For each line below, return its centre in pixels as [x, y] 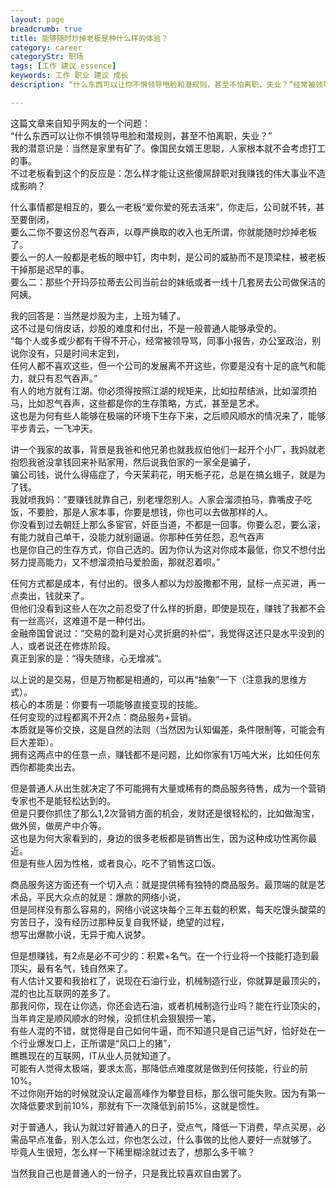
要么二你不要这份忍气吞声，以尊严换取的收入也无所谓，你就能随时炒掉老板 [163, 232]
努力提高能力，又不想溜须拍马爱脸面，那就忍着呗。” [115, 562]
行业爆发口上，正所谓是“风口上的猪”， [97, 1043]
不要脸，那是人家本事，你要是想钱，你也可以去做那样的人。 [150, 512]
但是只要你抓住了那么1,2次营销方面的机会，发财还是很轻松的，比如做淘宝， [165, 813]
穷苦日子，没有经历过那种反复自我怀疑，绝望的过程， [120, 922]
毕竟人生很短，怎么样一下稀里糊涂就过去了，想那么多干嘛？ [133, 1152]
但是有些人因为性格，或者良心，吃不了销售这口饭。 [115, 863]
